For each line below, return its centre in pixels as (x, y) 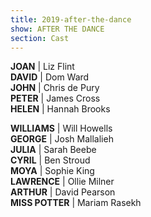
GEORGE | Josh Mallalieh (62, 139)
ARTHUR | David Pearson (63, 192)
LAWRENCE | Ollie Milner (62, 182)
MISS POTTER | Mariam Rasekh (76, 203)
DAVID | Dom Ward (50, 77)
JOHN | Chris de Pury (55, 88)
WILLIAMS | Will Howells (61, 128)
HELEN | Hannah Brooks (60, 109)
